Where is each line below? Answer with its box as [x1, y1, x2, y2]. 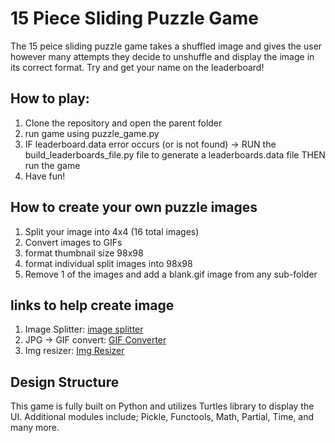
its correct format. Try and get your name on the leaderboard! [10, 61, 265, 73]
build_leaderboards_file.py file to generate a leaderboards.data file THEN [24, 148, 326, 161]
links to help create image [10, 297, 175, 314]
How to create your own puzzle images [10, 199, 258, 216]
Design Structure [10, 373, 120, 391]
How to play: [10, 90, 90, 107]
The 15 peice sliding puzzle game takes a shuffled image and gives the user [10, 40, 323, 52]
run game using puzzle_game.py [24, 127, 160, 139]
